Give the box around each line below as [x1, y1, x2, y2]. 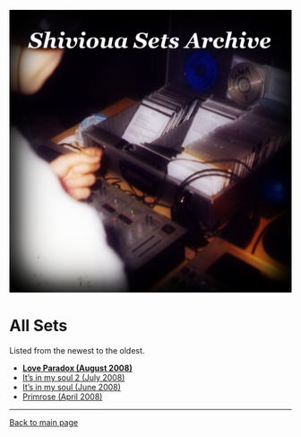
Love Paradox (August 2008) [21, 363, 133, 373]
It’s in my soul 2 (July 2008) [21, 371, 125, 382]
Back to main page [9, 416, 79, 427]
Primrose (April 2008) [21, 391, 103, 402]
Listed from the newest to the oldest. [9, 345, 145, 355]
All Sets [9, 316, 68, 336]
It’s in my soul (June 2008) [21, 381, 121, 392]
